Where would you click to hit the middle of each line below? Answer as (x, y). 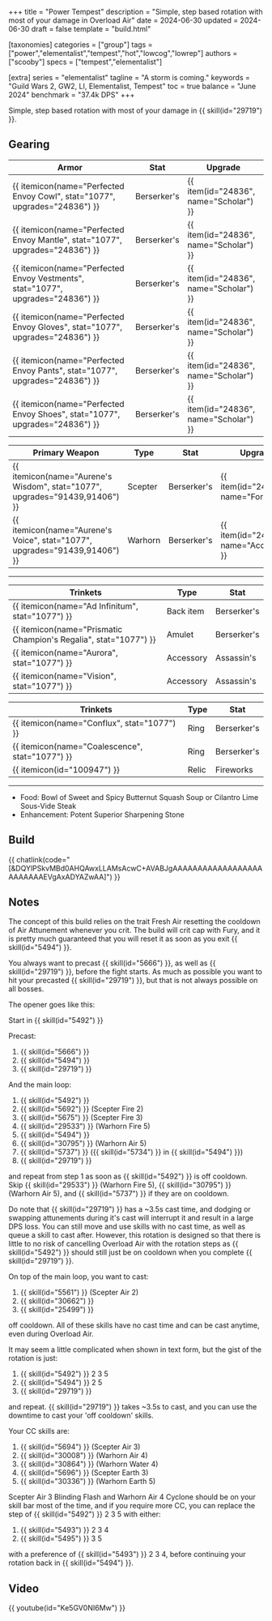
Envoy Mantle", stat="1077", (68, 240)
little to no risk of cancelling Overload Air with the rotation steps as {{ (123, 1244)
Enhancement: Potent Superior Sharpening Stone (102, 815)
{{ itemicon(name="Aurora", (66, 652)
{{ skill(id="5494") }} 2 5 (61, 1383)
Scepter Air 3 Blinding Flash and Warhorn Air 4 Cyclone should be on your (132, 1497)
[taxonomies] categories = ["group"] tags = (81, 45)
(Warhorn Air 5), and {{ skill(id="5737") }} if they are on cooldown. (119, 1194)
